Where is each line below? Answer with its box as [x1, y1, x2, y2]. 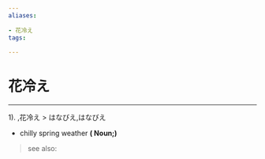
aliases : [8, 11, 37, 20]
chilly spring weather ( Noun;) [19, 128, 118, 138]
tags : [8, 33, 26, 42]
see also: [27, 144, 58, 153]
